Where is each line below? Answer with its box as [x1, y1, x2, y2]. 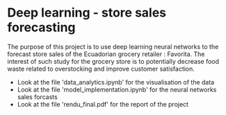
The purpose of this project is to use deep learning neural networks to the [7, 42, 219, 51]
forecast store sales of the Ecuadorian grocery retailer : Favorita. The [7, 50, 205, 58]
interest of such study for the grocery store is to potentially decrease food [7, 57, 220, 65]
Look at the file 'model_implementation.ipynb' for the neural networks [17, 85, 217, 94]
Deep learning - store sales [7, 5, 167, 21]
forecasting [7, 19, 76, 35]
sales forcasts [17, 92, 58, 101]
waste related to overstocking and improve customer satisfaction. [7, 64, 195, 73]
